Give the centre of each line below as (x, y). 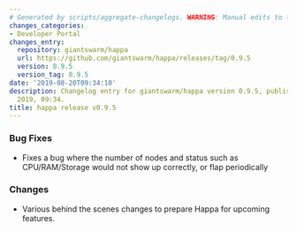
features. (38, 218)
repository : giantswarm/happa (72, 50)
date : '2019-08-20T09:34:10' (63, 83)
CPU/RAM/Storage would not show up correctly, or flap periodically (145, 167)
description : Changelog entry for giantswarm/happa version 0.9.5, (136, 91)
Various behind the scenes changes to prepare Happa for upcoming (146, 209)
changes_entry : (37, 42)
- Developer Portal (45, 34)
